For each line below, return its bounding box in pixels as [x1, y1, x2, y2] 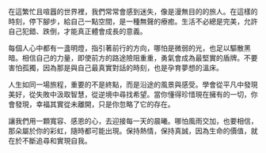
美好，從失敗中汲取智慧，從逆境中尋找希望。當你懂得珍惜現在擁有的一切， [8, 90, 251, 99]
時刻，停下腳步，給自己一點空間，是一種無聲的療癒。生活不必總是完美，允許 [8, 17, 258, 26]
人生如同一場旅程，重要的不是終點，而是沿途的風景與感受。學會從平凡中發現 [8, 80, 258, 89]
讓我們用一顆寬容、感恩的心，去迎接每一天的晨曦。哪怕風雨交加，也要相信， [8, 117, 258, 125]
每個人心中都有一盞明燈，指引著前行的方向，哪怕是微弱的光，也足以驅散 [8, 43, 244, 53]
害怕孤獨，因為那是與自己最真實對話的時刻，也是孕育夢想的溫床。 [8, 63, 223, 73]
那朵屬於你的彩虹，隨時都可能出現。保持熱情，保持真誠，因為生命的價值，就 [8, 126, 258, 136]
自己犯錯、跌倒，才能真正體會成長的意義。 [8, 27, 147, 35]
